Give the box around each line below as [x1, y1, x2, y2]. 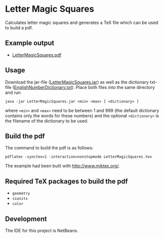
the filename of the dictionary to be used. [5, 118, 89, 124]
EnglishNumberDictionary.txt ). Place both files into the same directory [14, 84, 155, 90]
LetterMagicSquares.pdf [12, 52, 62, 58]
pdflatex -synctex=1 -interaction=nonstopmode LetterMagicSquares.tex [5, 154, 152, 159]
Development [5, 215, 47, 223]
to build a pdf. [5, 24, 33, 30]
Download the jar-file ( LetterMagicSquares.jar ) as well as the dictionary [5, 79, 149, 85]
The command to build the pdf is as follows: [5, 145, 94, 151]
